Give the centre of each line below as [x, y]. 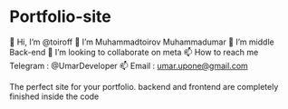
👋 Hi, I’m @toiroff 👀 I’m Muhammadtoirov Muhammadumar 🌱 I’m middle [142, 42]
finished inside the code [54, 96]
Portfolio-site [60, 17]
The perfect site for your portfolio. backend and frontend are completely [144, 86]
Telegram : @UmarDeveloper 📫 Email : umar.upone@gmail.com [129, 65]
